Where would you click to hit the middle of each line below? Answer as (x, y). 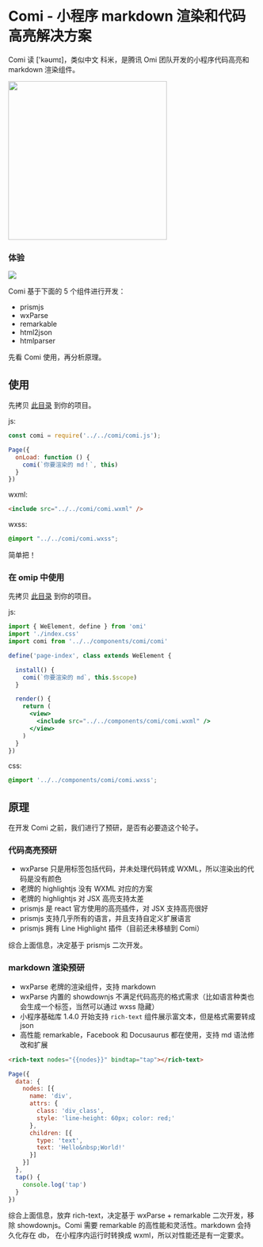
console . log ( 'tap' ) (55, 1184)
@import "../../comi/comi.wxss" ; (63, 539)
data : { (28, 1081)
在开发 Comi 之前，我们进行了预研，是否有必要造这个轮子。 (106, 828)
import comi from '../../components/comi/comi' (88, 642)
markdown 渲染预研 (46, 968)
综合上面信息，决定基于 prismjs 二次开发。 (78, 946)
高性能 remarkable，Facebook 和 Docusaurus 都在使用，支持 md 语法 (133, 1034)
